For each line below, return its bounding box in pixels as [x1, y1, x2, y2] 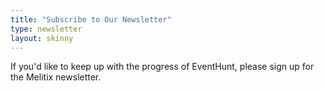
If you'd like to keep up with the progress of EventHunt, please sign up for [10, 61, 315, 73]
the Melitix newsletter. [10, 71, 102, 83]
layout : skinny [10, 33, 74, 43]
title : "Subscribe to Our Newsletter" [10, 14, 172, 25]
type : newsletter [10, 24, 83, 34]
